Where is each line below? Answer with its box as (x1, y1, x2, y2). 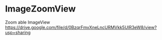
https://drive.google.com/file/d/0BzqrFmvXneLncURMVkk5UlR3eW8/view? (5, 24, 157, 30)
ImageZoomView (5, 3, 76, 14)
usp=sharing (5, 29, 31, 35)
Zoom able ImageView (5, 19, 51, 25)
